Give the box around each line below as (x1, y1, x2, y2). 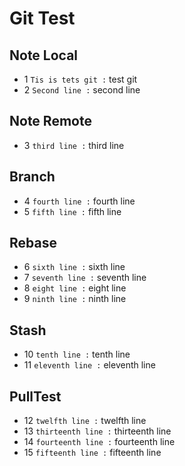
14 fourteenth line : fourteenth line (23, 436, 176, 448)
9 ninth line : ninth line (23, 293, 127, 305)
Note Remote (9, 113, 92, 130)
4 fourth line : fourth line (23, 195, 136, 207)
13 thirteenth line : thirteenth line (23, 425, 172, 437)
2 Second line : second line (23, 84, 141, 96)
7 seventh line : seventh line (23, 272, 147, 284)
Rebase (9, 235, 57, 252)
